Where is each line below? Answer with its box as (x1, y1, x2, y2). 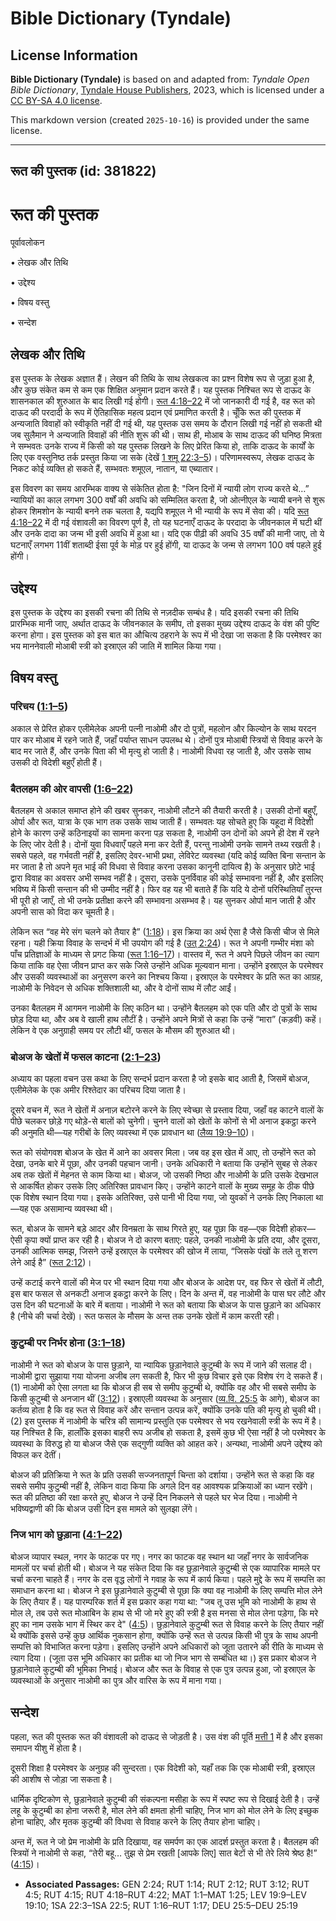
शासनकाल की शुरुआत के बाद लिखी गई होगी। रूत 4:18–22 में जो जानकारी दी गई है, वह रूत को (10, 395, 315, 407)
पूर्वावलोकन (10, 237, 45, 249)
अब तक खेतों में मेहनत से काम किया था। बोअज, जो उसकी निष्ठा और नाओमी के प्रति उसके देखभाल (10, 1169, 319, 1181)
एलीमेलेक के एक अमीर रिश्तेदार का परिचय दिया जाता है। (10, 1084, 187, 1096)
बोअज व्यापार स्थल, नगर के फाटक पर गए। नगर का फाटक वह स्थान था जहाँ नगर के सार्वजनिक (10, 1550, 309, 1562)
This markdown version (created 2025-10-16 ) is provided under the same (10, 114, 310, 126)
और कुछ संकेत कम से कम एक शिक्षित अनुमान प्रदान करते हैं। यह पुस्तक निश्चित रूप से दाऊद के (10, 384, 312, 396)
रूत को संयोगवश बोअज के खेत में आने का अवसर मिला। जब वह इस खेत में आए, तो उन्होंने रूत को (10, 1147, 317, 1159)
